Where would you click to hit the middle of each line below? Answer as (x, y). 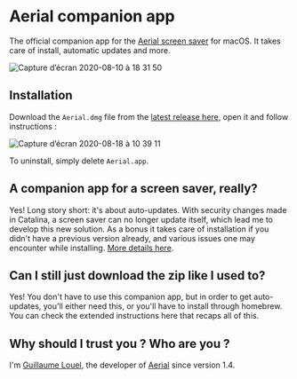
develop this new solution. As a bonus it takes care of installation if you (139, 229)
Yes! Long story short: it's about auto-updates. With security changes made (148, 209)
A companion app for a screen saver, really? (133, 189)
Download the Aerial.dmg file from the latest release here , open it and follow (149, 116)
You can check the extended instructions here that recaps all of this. (134, 316)
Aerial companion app (92, 16)
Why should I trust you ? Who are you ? (120, 343)
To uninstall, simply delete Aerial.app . (79, 161)
